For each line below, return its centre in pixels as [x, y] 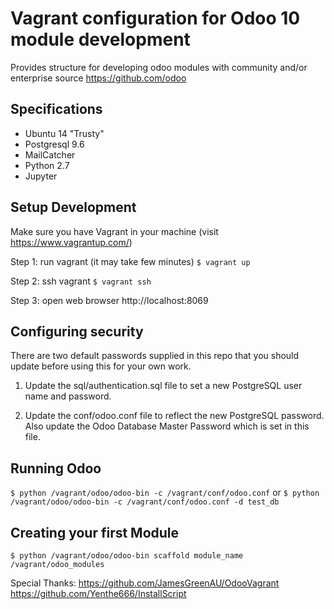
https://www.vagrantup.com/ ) [71, 242]
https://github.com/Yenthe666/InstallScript [98, 593]
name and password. [68, 396]
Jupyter [41, 176]
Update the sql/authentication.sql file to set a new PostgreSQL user [163, 386]
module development [100, 39]
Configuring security [77, 331]
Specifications [56, 109]
